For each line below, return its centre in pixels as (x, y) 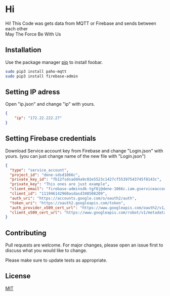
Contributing (26, 233)
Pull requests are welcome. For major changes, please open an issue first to (84, 245)
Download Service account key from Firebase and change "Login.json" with (84, 151)
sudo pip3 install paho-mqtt (36, 71)
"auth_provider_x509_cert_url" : (44, 208)
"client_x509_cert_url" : (36, 213)
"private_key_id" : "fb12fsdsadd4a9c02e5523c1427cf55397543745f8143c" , (86, 180)
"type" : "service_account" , (39, 170)
